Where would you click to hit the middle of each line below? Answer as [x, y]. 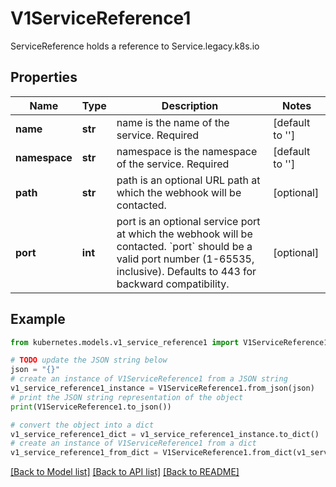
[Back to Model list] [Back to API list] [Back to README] [125, 472]
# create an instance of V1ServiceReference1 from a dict [133, 443]
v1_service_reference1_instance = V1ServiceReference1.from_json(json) [162, 388]
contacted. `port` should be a [184, 246]
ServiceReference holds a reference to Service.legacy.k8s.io [135, 46]
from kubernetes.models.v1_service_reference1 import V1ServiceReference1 [169, 342]
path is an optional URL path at [188, 180]
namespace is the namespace [187, 151]
